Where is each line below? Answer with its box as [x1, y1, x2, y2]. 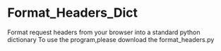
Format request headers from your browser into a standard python [7, 28, 201, 36]
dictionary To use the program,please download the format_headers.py [7, 35, 215, 43]
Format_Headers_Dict [7, 5, 138, 21]
